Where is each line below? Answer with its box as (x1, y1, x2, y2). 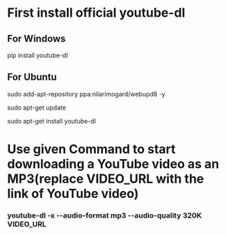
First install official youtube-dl (7, 5, 186, 21)
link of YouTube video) (7, 186, 139, 202)
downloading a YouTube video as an (7, 156, 220, 172)
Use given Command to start (7, 142, 176, 157)
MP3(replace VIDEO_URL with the (7, 171, 204, 186)
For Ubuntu (7, 71, 57, 83)
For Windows (7, 33, 66, 45)
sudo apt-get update (7, 103, 66, 112)
